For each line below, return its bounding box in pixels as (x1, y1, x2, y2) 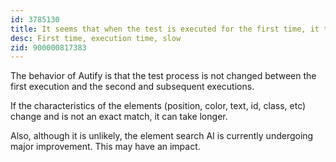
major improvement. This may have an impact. (10, 141, 201, 153)
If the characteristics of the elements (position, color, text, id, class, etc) (10, 100, 307, 112)
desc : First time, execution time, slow (10, 33, 182, 43)
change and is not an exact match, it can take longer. (10, 111, 228, 123)
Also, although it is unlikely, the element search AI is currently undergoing (10, 130, 314, 142)
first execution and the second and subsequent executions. (10, 81, 255, 93)
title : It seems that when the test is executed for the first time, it (10, 24, 320, 34)
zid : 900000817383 (10, 42, 87, 53)
